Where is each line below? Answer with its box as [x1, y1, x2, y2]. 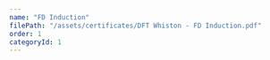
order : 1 [9, 29, 42, 38]
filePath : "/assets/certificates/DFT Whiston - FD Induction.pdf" [9, 21, 262, 30]
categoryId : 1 [9, 37, 63, 47]
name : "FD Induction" [9, 12, 90, 22]
